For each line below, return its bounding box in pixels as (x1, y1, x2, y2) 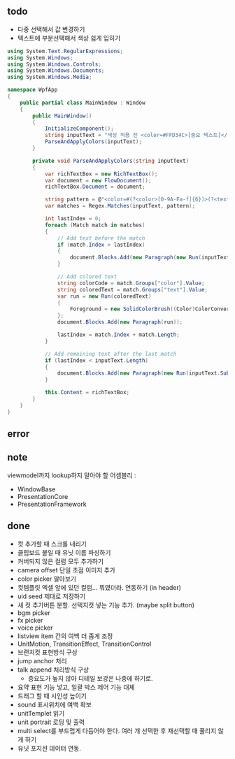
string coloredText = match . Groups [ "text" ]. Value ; (57, 286, 208, 293)
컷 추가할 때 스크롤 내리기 (17, 540, 87, 548)
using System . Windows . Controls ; (7, 61, 101, 68)
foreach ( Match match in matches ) (44, 222, 145, 229)
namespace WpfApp (7, 87, 58, 94)
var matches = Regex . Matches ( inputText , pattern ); (44, 203, 196, 210)
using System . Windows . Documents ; (7, 67, 105, 74)
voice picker (17, 623, 54, 632)
